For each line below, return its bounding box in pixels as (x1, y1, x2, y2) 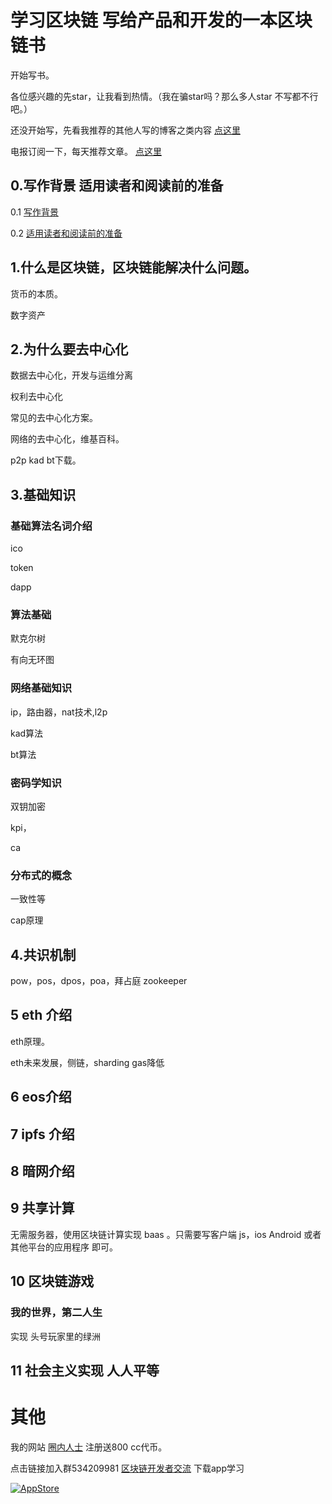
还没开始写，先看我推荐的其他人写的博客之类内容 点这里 (10, 124, 241, 136)
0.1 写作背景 (10, 206, 59, 218)
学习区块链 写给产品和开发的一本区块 (10, 9, 313, 32)
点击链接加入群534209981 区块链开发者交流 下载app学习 (10, 1462, 245, 1474)
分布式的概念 (10, 868, 73, 882)
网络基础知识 (10, 681, 73, 695)
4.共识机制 (10, 946, 77, 963)
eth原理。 (10, 1035, 51, 1047)
